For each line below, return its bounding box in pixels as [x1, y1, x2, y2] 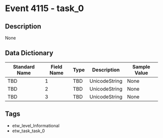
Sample [132, 63, 150, 70]
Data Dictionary [5, 49, 53, 57]
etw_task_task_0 [12, 128, 45, 134]
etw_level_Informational [12, 123, 60, 128]
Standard [13, 63, 35, 70]
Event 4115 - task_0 [5, 3, 84, 14]
